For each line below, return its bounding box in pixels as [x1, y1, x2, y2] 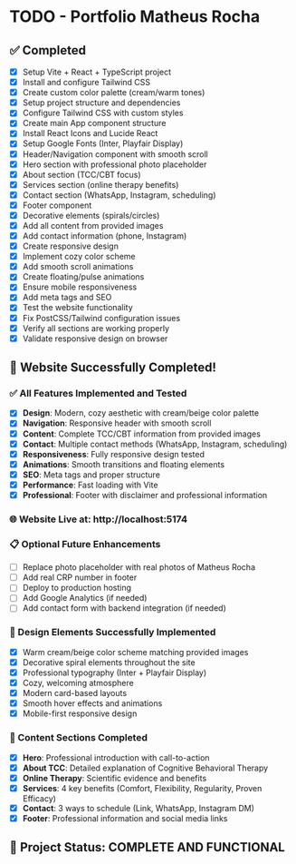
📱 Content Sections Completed [9, 731, 148, 744]
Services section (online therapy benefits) [22, 179, 179, 190]
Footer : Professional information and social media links [22, 812, 228, 823]
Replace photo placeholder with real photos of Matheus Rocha [22, 562, 256, 573]
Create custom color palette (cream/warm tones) [22, 87, 205, 98]
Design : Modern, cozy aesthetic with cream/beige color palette [22, 407, 260, 418]
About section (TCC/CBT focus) [22, 169, 142, 180]
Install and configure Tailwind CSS [22, 77, 151, 88]
